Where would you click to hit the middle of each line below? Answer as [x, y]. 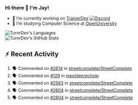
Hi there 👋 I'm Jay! [27, 8]
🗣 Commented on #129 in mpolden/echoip [55, 76]
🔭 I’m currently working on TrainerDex [50, 18]
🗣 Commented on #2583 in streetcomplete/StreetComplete [72, 83]
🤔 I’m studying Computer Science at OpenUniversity [64, 23]
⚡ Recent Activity [32, 54]
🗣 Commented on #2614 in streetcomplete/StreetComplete [72, 69]
